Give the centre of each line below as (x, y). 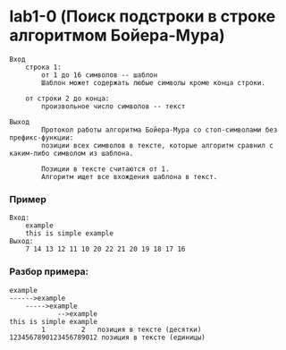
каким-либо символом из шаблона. (71, 153)
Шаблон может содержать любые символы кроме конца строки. (154, 82)
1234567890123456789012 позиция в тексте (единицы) (107, 337)
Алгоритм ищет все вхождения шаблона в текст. (130, 176)
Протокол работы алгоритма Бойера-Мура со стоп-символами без (160, 130)
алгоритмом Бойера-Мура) (117, 35)
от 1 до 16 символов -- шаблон (100, 75)
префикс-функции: (42, 137)
